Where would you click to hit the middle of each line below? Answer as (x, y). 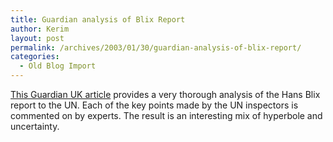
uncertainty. (35, 126)
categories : (35, 57)
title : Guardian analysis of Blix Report (98, 19)
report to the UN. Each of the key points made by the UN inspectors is (154, 105)
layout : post (37, 38)
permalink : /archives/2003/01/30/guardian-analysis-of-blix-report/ (156, 47)
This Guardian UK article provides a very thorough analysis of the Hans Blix (165, 94)
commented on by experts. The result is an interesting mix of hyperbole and (166, 115)
